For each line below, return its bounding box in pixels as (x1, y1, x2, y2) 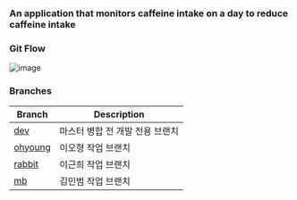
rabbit (13, 157, 38, 170)
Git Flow (9, 42, 47, 54)
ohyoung (13, 141, 51, 154)
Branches (9, 85, 52, 97)
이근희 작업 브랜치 (59, 158, 132, 171)
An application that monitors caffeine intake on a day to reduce (9, 7, 289, 20)
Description (93, 108, 145, 121)
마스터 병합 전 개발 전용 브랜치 (59, 124, 179, 137)
